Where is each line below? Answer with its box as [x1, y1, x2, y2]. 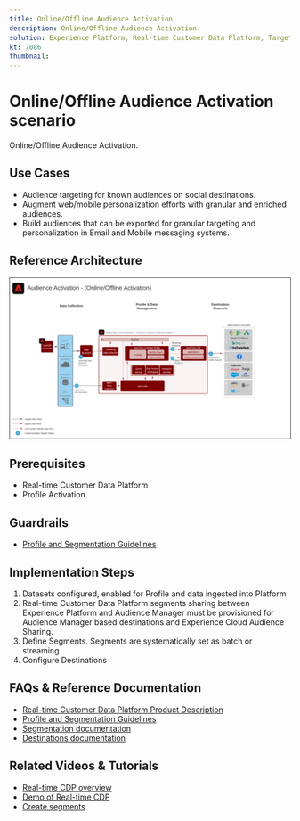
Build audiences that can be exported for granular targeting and [21, 218, 256, 228]
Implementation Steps [9, 564, 135, 579]
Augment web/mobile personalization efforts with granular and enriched [21, 199, 287, 209]
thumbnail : [9, 52, 50, 62]
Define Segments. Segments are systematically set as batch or [21, 636, 253, 646]
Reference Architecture [9, 253, 142, 268]
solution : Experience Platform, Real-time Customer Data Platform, [9, 33, 265, 42]
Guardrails [9, 515, 69, 530]
